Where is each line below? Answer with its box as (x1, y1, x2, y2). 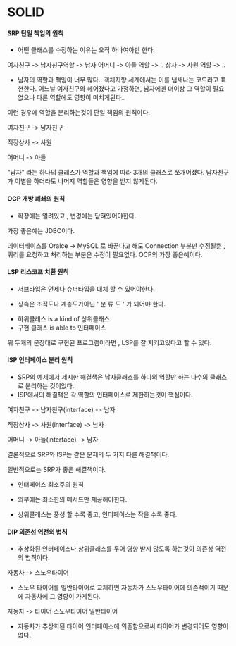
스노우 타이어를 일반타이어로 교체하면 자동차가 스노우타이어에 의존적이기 (17, 583, 216, 592)
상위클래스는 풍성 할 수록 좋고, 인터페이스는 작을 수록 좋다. (17, 510, 178, 518)
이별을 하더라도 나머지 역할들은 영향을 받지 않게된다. (14, 177, 158, 185)
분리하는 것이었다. (25, 382, 75, 390)
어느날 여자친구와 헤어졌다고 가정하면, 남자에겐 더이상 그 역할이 (38, 85, 211, 93)
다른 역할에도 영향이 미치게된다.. (36, 93, 125, 102)
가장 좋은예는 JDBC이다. (7, 226, 75, 235)
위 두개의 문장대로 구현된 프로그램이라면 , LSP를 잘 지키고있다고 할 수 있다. (7, 338, 212, 347)
